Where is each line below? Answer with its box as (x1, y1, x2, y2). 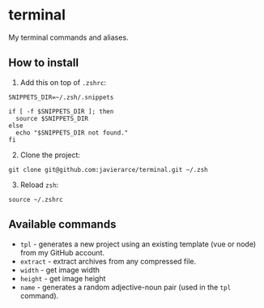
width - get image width (19, 265, 100, 275)
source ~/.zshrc (8, 195, 63, 203)
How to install (8, 56, 79, 70)
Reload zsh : (19, 180, 59, 190)
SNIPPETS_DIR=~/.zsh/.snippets (8, 93, 114, 101)
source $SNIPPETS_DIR (15, 114, 89, 122)
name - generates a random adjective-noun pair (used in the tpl (19, 282, 232, 292)
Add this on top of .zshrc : (19, 77, 107, 87)
